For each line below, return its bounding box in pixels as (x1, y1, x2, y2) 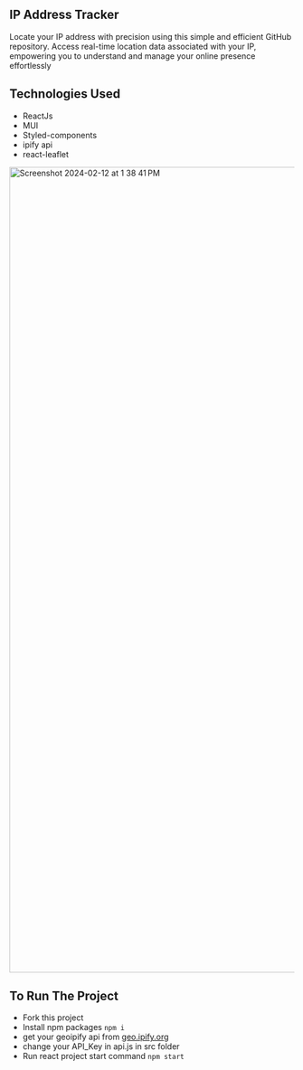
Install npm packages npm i (22, 1022, 125, 1033)
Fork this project (22, 1012, 84, 1023)
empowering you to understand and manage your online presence (9, 50, 256, 62)
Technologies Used (9, 86, 120, 102)
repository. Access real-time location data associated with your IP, (9, 41, 257, 52)
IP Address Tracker (9, 7, 119, 23)
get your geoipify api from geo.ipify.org (22, 1031, 169, 1043)
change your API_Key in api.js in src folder (22, 1041, 180, 1052)
